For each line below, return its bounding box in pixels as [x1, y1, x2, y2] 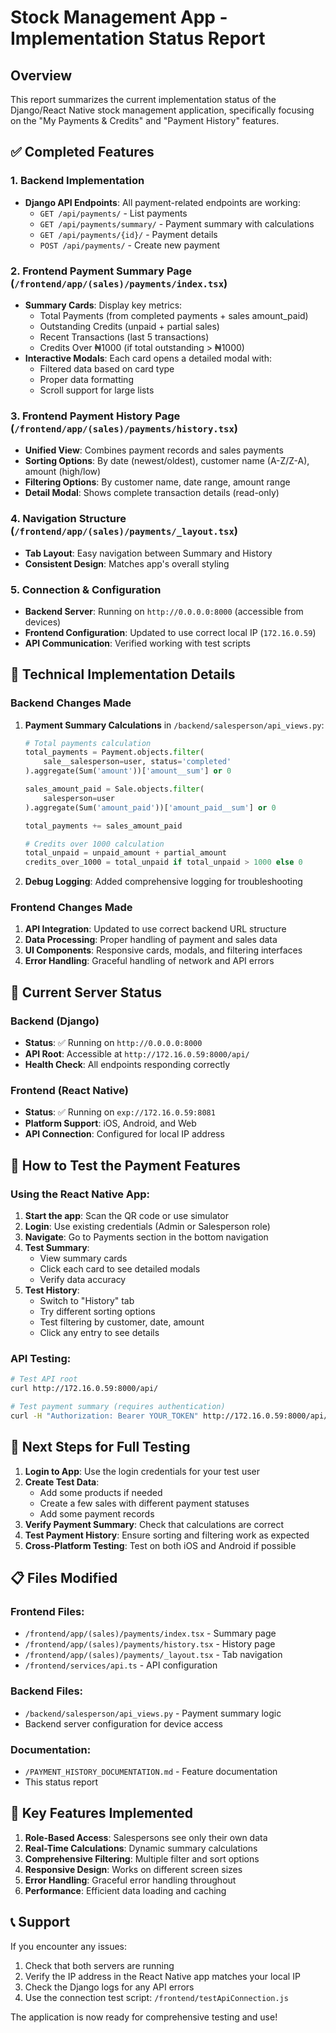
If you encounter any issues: [10, 1940, 128, 1952]
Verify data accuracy [39, 1274, 127, 1286]
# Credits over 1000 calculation [24, 839, 165, 849]
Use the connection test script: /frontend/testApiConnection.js [24, 1991, 289, 2003]
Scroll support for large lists [39, 384, 155, 396]
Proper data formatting [39, 373, 134, 385]
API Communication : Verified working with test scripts [24, 637, 251, 649]
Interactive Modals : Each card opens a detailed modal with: [24, 352, 272, 364]
